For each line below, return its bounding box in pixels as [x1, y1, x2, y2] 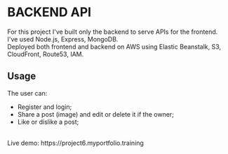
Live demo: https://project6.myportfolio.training [7, 139, 144, 147]
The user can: [7, 89, 48, 97]
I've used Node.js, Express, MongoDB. [7, 34, 119, 43]
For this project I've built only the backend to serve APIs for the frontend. [7, 27, 218, 36]
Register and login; [17, 103, 72, 111]
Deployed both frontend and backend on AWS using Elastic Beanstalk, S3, [7, 42, 222, 51]
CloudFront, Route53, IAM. [7, 50, 84, 58]
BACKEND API [7, 4, 92, 20]
